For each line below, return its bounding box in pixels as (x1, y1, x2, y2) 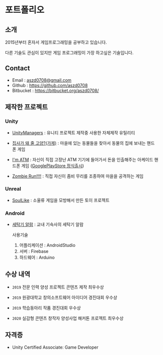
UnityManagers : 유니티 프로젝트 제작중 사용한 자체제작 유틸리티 (12, 130, 135, 135)
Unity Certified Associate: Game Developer (12, 344, 99, 350)
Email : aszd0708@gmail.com (12, 77, 72, 83)
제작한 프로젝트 (5, 103, 48, 111)
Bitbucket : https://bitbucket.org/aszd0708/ (12, 88, 99, 93)
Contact (5, 64, 30, 72)
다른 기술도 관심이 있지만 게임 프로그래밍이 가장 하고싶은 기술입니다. (5, 50, 134, 55)
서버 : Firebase (19, 248, 49, 254)
